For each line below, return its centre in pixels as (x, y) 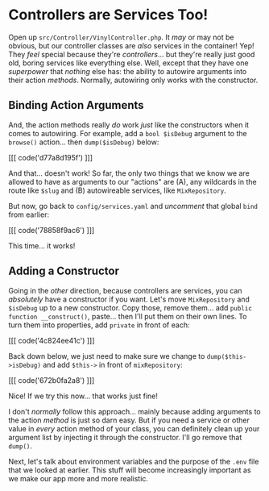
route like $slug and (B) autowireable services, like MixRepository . (118, 190)
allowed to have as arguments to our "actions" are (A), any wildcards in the (132, 181)
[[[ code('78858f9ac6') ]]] (52, 230)
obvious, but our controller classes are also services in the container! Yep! (132, 45)
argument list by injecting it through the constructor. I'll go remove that (125, 437)
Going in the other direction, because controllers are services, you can (125, 290)
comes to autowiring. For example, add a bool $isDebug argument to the (128, 133)
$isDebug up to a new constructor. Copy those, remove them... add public (130, 307)
